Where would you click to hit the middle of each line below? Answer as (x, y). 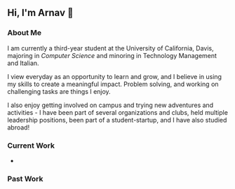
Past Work (25, 178)
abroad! (19, 127)
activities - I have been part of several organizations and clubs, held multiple (117, 112)
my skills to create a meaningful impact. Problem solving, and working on (113, 84)
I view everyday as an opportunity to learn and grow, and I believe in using (115, 76)
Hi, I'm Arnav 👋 (40, 13)
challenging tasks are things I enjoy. (59, 91)
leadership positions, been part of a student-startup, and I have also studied (117, 120)
